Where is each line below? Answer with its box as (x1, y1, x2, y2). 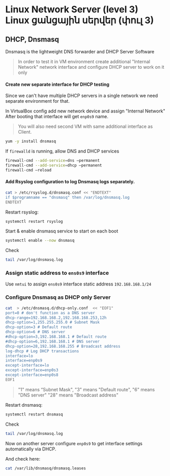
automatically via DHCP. (5, 446, 56, 452)
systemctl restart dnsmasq (5, 412, 63, 417)
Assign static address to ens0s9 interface (5, 270, 109, 277)
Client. (17, 129, 32, 135)
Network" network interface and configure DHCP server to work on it (17, 64, 164, 70)
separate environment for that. (5, 98, 70, 104)
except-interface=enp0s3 (5, 368, 59, 373)
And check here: (5, 455, 41, 462)
